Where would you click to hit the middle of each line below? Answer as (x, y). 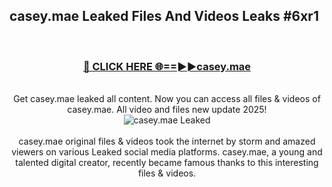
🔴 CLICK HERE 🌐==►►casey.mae (167, 66)
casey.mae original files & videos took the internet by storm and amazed (167, 141)
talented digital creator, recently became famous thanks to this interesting (167, 163)
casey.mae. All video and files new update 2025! (167, 110)
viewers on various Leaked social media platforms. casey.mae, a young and (167, 152)
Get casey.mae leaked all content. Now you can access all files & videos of (167, 99)
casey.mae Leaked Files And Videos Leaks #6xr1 (164, 16)
